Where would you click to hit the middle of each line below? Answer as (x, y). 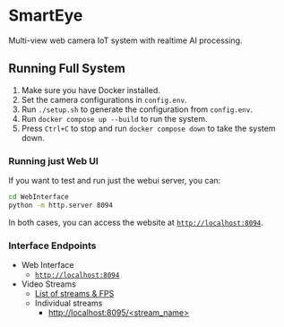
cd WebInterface (39, 197)
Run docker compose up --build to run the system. (114, 118)
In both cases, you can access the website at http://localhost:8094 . (136, 222)
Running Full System (67, 69)
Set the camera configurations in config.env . (104, 99)
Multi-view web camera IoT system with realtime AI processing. (125, 40)
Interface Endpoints (52, 245)
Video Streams (49, 284)
